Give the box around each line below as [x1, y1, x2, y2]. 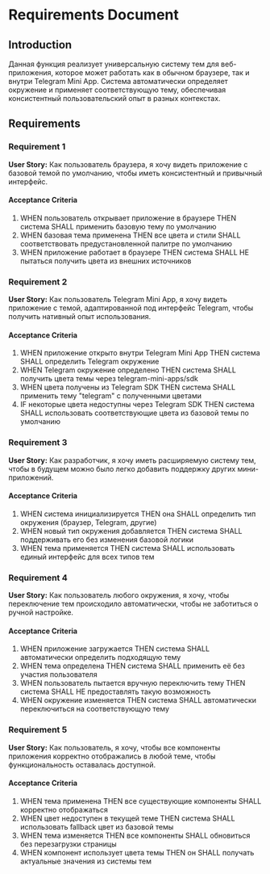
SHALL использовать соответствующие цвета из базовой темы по [19, 408, 250, 418]
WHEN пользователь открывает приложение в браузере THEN [19, 212, 237, 223]
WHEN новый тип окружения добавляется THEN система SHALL [19, 526, 243, 536]
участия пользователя [19, 670, 98, 679]
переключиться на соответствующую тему [19, 704, 170, 714]
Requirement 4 [8, 572, 69, 583]
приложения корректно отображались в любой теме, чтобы [8, 751, 216, 761]
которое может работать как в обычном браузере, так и [55, 68, 250, 78]
